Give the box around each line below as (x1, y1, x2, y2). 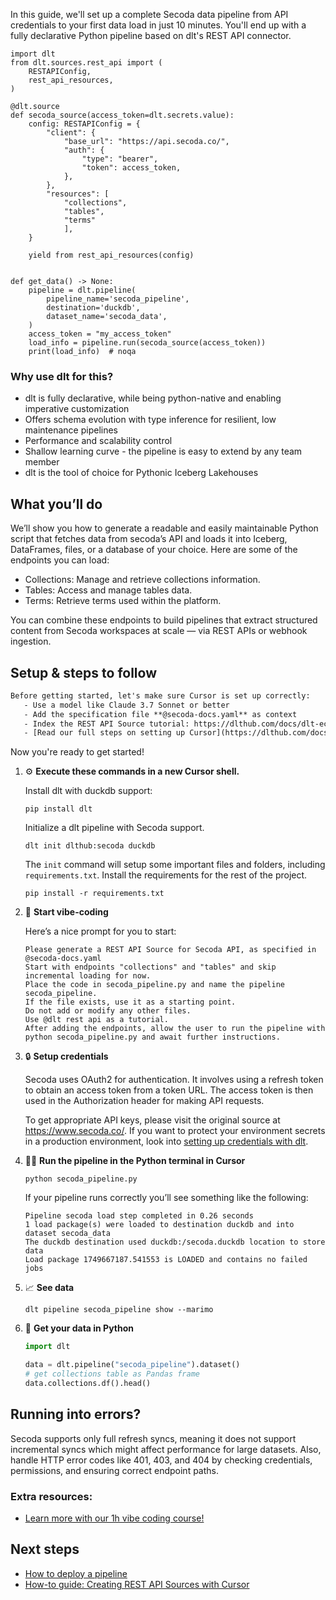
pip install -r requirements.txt (24, 889, 165, 899)
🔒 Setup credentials (24, 1050, 109, 1063)
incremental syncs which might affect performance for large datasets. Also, (10, 1443, 322, 1455)
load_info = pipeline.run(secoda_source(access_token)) (28, 338, 267, 348)
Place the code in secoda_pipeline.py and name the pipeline (24, 980, 286, 990)
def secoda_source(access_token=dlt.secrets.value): (10, 110, 235, 120)
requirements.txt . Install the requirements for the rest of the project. (24, 869, 308, 881)
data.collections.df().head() (24, 1378, 152, 1388)
